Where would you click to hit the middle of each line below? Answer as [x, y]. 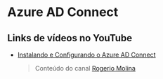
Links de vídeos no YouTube [70, 38]
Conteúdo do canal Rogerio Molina [85, 68]
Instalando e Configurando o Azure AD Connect [86, 55]
